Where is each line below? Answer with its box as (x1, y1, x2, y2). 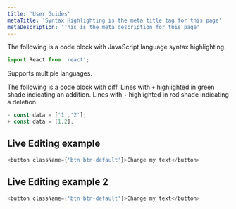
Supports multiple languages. (7, 69, 93, 78)
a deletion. (7, 98, 38, 107)
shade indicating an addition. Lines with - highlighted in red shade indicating (7, 90, 229, 99)
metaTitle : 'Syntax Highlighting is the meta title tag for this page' (7, 17, 222, 24)
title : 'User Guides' (7, 10, 71, 18)
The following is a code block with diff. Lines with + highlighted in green (7, 83, 215, 92)
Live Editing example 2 (7, 176, 108, 188)
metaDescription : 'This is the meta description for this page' (7, 23, 200, 30)
